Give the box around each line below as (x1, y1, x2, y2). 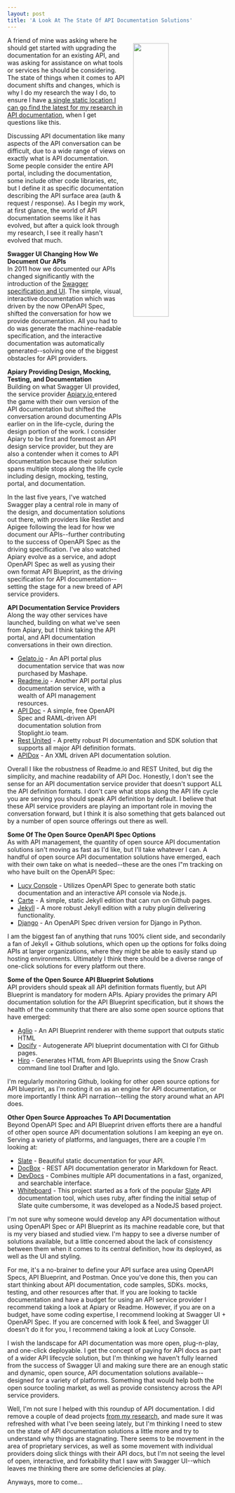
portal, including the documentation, (7, 169, 112, 177)
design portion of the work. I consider (7, 427, 116, 435)
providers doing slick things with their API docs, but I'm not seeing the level (7, 1449, 225, 1457)
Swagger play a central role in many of (7, 500, 119, 508)
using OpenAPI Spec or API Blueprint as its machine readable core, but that (7, 1222, 225, 1231)
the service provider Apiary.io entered (7, 390, 117, 398)
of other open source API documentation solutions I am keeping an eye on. (7, 1128, 223, 1136)
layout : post (7, 10, 46, 18)
